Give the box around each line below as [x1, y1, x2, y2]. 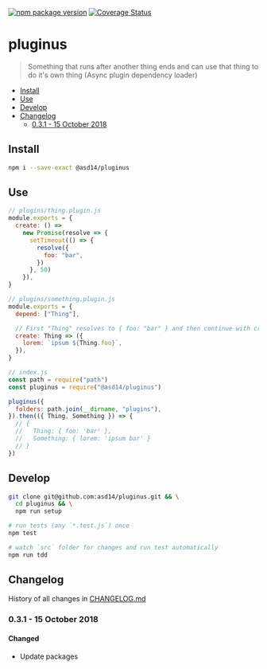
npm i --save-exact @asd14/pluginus [8, 163, 130, 171]
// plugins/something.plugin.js [8, 295, 115, 303]
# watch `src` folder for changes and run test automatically [8, 543, 219, 551]
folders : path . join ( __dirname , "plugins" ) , [15, 405, 161, 413]
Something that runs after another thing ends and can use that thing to [27, 61, 259, 71]
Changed [8, 633, 40, 643]
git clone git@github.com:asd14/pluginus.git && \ [8, 492, 180, 501]
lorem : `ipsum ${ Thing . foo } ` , [22, 339, 123, 347]
